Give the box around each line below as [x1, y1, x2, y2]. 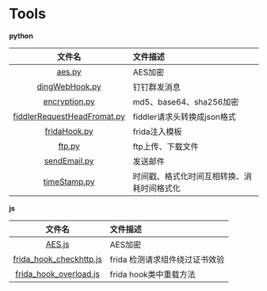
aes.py [56, 66, 82, 77]
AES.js [45, 239, 70, 250]
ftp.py [58, 140, 80, 151]
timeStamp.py [43, 176, 95, 187]
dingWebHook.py [36, 81, 101, 92]
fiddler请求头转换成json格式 [132, 111, 237, 122]
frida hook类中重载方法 [109, 269, 196, 280]
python [9, 31, 34, 40]
